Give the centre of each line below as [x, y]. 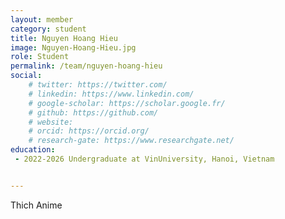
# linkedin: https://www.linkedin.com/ [111, 94]
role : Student [40, 57]
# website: [51, 122]
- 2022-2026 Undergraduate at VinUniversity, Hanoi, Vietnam [144, 159]
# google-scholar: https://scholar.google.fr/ [127, 103]
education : [33, 150]
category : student [48, 29]
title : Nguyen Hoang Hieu [64, 38]
